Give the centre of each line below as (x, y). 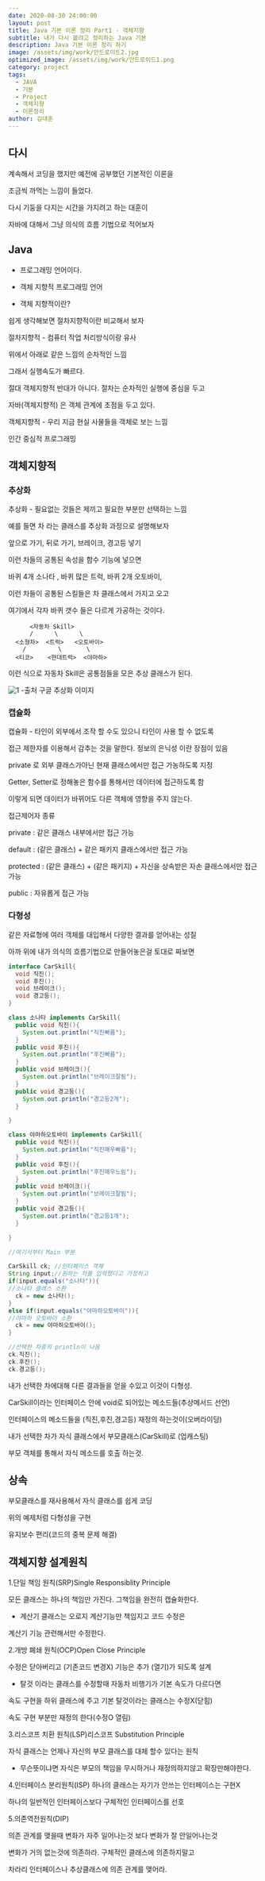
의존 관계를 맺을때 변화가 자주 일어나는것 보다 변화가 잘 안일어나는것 (113, 1836)
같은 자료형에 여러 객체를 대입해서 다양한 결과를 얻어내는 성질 (102, 934)
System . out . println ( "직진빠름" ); (75, 1033)
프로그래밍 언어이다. (50, 270)
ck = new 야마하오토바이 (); (56, 1325)
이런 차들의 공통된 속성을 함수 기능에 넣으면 (75, 560)
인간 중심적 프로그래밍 (42, 438)
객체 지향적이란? (45, 303)
